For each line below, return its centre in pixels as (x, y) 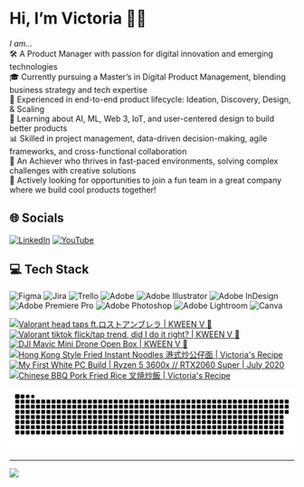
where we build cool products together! (83, 190)
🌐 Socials (37, 218)
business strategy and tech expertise (78, 89)
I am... (21, 43)
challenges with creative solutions (73, 170)
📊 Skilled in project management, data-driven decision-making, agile (138, 138)
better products (38, 128)
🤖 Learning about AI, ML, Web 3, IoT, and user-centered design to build (142, 118)
